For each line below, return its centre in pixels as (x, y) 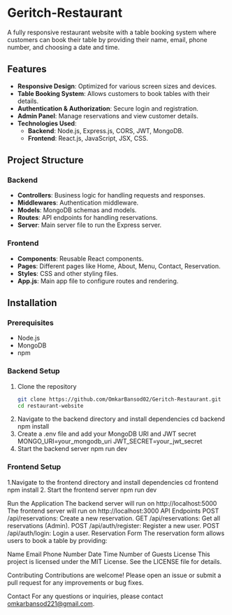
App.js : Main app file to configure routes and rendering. (98, 281)
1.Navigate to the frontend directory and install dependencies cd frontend (113, 482)
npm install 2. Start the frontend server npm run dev (82, 490)
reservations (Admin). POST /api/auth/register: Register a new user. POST (114, 525)
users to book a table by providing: (57, 540)
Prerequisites (30, 323)
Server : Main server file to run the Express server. (89, 225)
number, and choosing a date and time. (64, 47)
